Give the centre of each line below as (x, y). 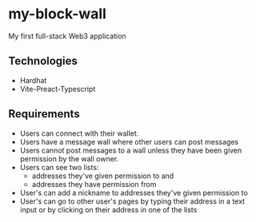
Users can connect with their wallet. (79, 133)
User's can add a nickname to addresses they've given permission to (134, 192)
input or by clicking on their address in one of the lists (108, 209)
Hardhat (33, 80)
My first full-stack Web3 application (67, 36)
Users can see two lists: (59, 167)
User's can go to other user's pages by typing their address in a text (132, 201)
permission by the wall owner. (69, 159)
